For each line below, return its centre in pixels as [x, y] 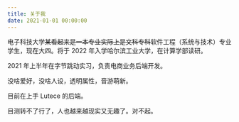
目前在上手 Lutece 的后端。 [47, 96]
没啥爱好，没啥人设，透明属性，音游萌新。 [70, 81]
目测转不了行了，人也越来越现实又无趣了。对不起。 [82, 111]
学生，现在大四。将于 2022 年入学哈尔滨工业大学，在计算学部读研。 [107, 50]
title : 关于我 [27, 14]
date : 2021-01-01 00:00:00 [47, 21]
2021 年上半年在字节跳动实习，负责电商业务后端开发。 [87, 65]
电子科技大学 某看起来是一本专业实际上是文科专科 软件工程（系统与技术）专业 [119, 41]
